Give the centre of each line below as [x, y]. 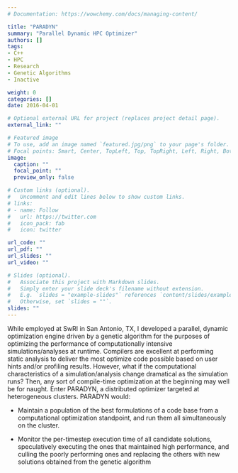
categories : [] [30, 99]
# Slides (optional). [39, 275]
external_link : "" [34, 125]
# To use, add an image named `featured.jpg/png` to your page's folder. [119, 144]
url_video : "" [28, 262]
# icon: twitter [34, 230]
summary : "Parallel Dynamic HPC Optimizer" [73, 33]
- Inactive [23, 80]
